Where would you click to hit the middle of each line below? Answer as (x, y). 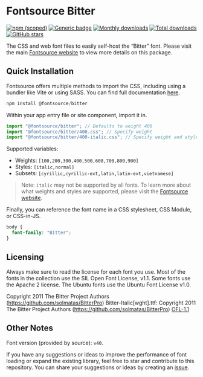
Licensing (25, 257)
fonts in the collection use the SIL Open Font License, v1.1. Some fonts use (98, 278)
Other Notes (30, 328)
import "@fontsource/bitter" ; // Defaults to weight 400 (79, 126)
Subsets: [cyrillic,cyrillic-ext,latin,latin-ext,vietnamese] (94, 173)
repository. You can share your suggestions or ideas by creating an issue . (98, 367)
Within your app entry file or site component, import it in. (77, 115)
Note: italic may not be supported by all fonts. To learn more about (106, 185)
